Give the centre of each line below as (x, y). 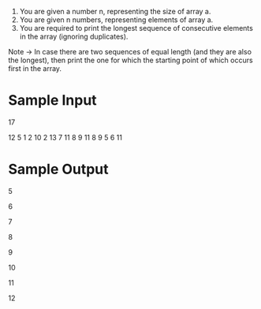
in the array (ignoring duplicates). (74, 36)
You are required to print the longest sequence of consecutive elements (136, 28)
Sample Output (58, 169)
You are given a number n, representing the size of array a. (115, 11)
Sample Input (52, 101)
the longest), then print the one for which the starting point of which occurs (131, 60)
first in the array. (35, 69)
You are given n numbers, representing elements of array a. (116, 20)
